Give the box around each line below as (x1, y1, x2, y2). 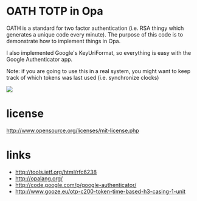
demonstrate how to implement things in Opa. (6, 37, 121, 44)
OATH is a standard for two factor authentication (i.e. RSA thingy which (6, 24, 184, 32)
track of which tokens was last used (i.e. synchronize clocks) (6, 74, 159, 81)
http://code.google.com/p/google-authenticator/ (15, 181, 137, 188)
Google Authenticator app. (6, 55, 73, 63)
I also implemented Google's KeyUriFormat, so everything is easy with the (6, 49, 192, 56)
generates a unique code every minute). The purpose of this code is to (6, 30, 184, 38)
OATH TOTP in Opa (6, 4, 103, 18)
